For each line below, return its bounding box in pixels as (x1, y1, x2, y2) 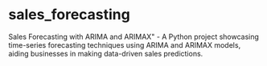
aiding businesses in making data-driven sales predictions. (8, 49, 203, 58)
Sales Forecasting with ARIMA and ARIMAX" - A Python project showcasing (8, 32, 260, 41)
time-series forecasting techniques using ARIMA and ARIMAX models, (8, 40, 241, 49)
